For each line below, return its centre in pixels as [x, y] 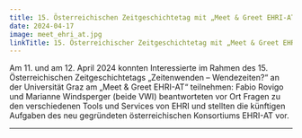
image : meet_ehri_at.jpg [56, 34]
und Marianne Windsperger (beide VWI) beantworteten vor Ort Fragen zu [145, 97]
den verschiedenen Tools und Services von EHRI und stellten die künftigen [147, 106]
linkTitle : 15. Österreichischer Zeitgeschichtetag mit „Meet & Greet [144, 43]
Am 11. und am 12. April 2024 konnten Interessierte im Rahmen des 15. [138, 68]
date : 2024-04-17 [42, 26]
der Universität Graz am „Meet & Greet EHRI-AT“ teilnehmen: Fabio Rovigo [147, 87]
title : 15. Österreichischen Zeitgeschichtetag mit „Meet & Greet [136, 17]
